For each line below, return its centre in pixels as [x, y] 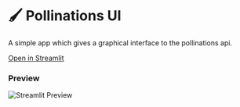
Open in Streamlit [36, 58]
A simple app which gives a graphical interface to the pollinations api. [120, 43]
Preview [24, 78]
